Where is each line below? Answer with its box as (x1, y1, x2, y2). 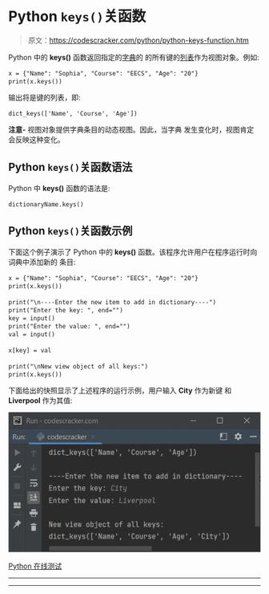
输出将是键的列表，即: (8, 92, 82, 102)
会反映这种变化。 (8, 134, 65, 144)
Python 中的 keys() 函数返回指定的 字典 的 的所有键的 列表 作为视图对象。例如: (8, 52, 260, 62)
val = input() (8, 330, 56, 338)
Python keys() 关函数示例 (8, 224, 133, 238)
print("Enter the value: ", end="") (8, 322, 130, 330)
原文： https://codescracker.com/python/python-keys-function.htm (27, 35, 250, 45)
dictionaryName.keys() (8, 200, 84, 209)
